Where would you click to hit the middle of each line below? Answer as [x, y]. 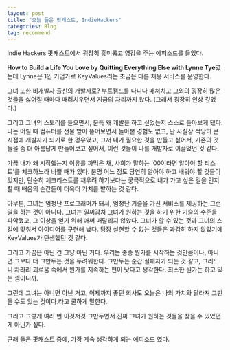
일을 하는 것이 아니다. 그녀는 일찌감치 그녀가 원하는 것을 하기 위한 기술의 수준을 [112, 212]
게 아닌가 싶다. [26, 325]
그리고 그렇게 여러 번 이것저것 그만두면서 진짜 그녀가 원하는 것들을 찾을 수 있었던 [114, 316]
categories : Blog [32, 26]
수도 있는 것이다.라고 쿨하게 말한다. [61, 302]
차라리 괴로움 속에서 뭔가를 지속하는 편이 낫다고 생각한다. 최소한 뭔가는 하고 [115, 270]
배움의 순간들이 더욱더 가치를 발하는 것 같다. [80, 189]
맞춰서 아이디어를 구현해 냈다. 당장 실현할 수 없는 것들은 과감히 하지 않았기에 [121, 229]
